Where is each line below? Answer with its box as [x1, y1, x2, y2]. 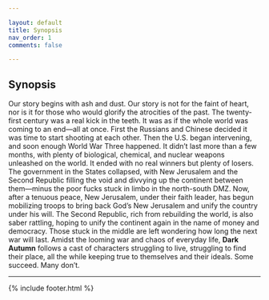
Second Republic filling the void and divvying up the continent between [8, 175, 244, 185]
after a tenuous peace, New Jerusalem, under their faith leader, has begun [8, 193, 254, 202]
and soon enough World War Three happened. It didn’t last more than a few [8, 142, 258, 151]
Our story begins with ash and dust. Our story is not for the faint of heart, [8, 99, 250, 109]
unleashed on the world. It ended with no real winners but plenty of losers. [8, 158, 255, 168]
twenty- [226, 107, 252, 117]
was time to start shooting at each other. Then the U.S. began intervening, [8, 133, 252, 142]
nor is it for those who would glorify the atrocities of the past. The [8, 107, 225, 117]
